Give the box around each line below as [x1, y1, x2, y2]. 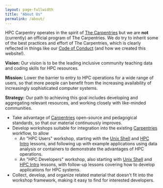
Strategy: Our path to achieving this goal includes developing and [5, 95, 138, 101]
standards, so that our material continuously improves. [12, 120, 122, 126]
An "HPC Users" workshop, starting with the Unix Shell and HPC [19, 135, 149, 141]
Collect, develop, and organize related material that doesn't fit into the [12, 172, 153, 178]
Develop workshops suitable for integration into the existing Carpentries [12, 125, 158, 131]
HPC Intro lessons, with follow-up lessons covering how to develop [19, 161, 155, 167]
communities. [5, 105, 33, 111]
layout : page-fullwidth [5, 7, 54, 12]
